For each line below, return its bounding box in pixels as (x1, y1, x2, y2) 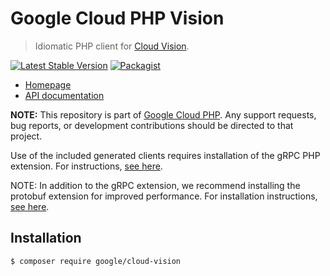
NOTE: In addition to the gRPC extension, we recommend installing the (10, 179, 301, 191)
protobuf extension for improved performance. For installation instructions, (10, 190, 318, 202)
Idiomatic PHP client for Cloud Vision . (34, 40, 190, 52)
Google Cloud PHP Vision (10, 7, 225, 30)
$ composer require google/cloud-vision (10, 256, 182, 266)
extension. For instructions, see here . (10, 160, 163, 172)
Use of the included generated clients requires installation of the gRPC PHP (10, 149, 321, 161)
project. (10, 130, 43, 142)
